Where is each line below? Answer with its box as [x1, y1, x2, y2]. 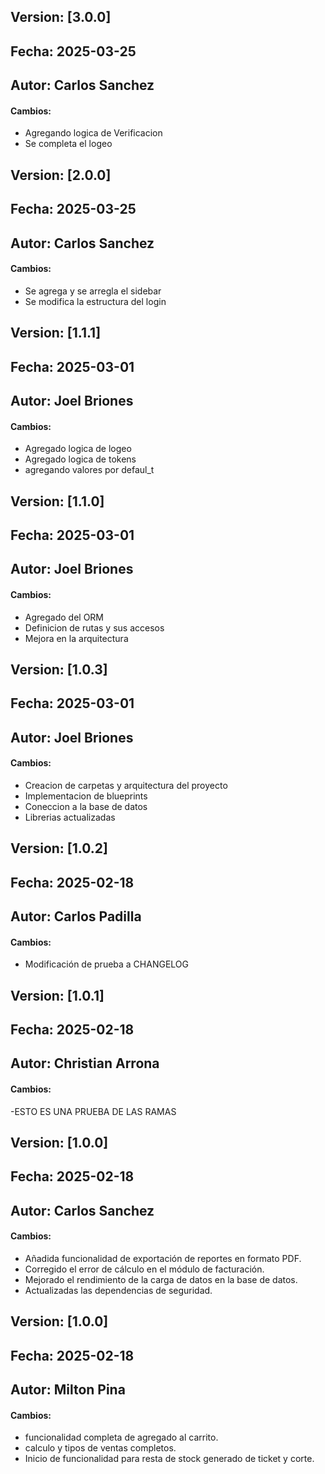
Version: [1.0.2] [10, 840, 108, 857]
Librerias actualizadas [24, 811, 116, 823]
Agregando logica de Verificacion [24, 127, 163, 139]
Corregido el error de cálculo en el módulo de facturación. [24, 1263, 265, 1275]
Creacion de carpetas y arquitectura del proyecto [24, 779, 228, 791]
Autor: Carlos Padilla [10, 908, 142, 925]
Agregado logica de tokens [24, 453, 137, 465]
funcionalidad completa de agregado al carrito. [24, 1431, 219, 1444]
